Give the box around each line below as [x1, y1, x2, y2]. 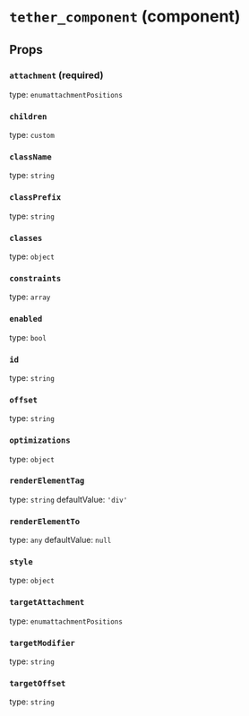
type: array [9, 291, 51, 302]
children [9, 111, 47, 122]
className [9, 152, 52, 162]
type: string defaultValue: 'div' [9, 494, 128, 505]
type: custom [9, 130, 56, 141]
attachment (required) [9, 69, 104, 82]
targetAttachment [9, 598, 85, 608]
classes [9, 233, 43, 243]
